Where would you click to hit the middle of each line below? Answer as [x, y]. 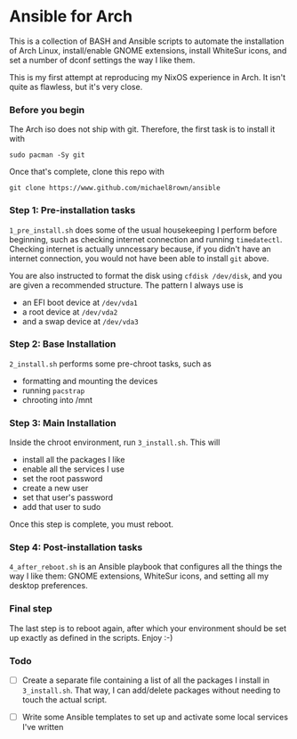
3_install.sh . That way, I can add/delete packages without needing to [151, 690]
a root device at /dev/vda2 [70, 312]
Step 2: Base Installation [63, 344]
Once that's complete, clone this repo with [87, 172]
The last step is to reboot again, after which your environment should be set [148, 628]
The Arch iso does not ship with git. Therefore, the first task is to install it [142, 129]
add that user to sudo [61, 507]
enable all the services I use [73, 469]
